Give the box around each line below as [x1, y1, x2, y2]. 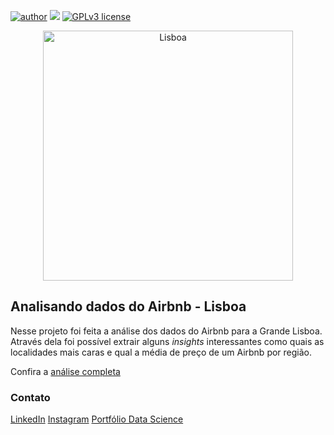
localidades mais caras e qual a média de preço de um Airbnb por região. [10, 346, 313, 358]
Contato [10, 390, 51, 404]
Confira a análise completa [10, 365, 121, 377]
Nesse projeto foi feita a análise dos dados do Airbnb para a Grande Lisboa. [10, 325, 323, 337]
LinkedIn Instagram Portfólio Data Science [10, 413, 184, 425]
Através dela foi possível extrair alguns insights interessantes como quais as [10, 335, 325, 347]
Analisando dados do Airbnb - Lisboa [10, 298, 247, 315]
